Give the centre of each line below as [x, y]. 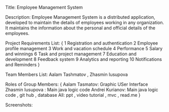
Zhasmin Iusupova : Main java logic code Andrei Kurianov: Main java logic [82, 90]
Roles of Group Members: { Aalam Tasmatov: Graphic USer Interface [77, 84]
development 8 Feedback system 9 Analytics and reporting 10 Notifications [83, 59]
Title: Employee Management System [44, 7]
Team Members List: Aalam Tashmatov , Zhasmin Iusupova [67, 74]
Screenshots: [19, 105]
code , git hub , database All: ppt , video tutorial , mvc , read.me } [73, 95]
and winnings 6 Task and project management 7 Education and [71, 54]
